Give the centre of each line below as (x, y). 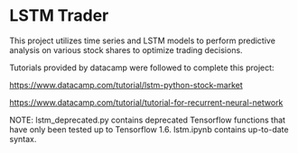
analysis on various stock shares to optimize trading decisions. (126, 49)
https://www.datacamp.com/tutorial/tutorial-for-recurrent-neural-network (146, 102)
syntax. (23, 139)
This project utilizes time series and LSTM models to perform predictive (142, 40)
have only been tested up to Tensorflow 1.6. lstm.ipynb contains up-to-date (149, 129)
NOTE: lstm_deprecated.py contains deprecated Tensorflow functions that (148, 120)
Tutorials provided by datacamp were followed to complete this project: (142, 67)
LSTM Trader (59, 16)
